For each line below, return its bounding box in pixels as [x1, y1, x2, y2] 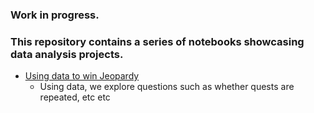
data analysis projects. [10, 47, 124, 61]
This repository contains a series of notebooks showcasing [10, 34, 305, 48]
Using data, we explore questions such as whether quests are [39, 81, 295, 93]
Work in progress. [10, 8, 100, 22]
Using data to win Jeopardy [24, 70, 140, 82]
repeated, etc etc [39, 91, 111, 103]
